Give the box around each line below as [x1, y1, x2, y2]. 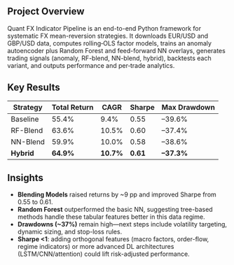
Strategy [13, 102, 43, 112]
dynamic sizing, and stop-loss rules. [17, 227, 123, 236]
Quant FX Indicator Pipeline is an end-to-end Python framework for [7, 24, 202, 32]
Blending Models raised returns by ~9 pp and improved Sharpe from [17, 190, 217, 199]
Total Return [51, 102, 94, 112]
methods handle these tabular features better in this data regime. [17, 213, 205, 221]
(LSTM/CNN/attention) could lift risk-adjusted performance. [17, 250, 191, 258]
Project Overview [7, 6, 85, 17]
